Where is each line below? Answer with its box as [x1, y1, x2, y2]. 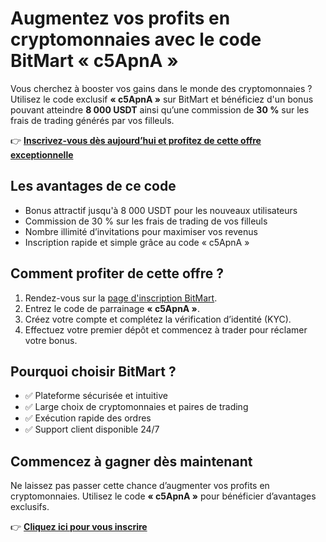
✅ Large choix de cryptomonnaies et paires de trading [24, 401, 249, 413]
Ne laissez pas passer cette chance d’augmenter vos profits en [10, 480, 270, 492]
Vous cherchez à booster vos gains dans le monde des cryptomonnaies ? [10, 82, 313, 94]
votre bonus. [24, 334, 78, 346]
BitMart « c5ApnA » [10, 50, 179, 72]
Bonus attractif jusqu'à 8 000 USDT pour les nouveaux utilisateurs [24, 204, 298, 216]
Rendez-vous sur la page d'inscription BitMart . [24, 292, 218, 304]
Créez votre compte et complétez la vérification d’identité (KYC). [24, 313, 292, 325]
